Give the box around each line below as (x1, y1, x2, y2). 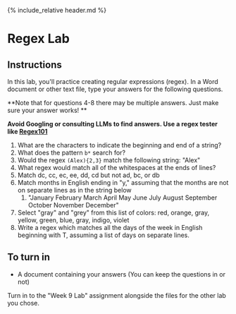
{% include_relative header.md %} (7, 6, 107, 14)
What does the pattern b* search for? (17, 148, 125, 157)
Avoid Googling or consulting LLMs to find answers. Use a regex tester (7, 120, 218, 128)
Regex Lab (7, 31, 70, 47)
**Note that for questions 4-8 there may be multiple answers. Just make (7, 99, 219, 107)
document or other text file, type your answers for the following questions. (7, 85, 223, 93)
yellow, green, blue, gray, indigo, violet (17, 216, 130, 224)
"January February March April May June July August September (27, 193, 218, 202)
